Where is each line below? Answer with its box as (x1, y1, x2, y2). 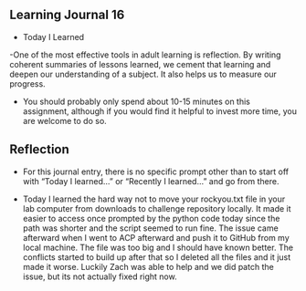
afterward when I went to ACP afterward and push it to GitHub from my (22, 232, 290, 243)
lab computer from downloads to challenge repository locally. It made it (22, 203, 291, 213)
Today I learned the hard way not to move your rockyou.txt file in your (22, 193, 286, 204)
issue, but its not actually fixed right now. (22, 271, 177, 282)
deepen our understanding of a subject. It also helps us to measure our (9, 68, 277, 79)
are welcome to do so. (22, 115, 107, 126)
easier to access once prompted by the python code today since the (22, 213, 280, 223)
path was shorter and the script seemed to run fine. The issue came (22, 223, 279, 234)
